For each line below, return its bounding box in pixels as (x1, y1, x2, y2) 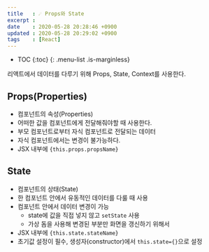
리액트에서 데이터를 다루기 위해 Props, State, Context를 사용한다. (7, 70, 187, 78)
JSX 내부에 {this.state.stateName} (17, 228, 119, 237)
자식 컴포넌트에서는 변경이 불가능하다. (17, 135, 121, 144)
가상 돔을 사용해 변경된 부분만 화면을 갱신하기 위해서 (27, 219, 170, 228)
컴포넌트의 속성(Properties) (17, 110, 94, 118)
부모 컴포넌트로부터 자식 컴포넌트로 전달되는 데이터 (17, 127, 156, 135)
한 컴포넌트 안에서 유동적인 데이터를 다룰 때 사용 (17, 193, 148, 202)
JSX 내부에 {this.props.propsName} (17, 144, 119, 153)
